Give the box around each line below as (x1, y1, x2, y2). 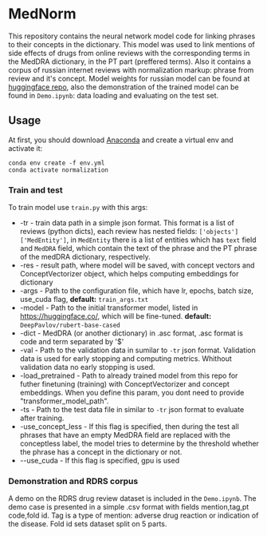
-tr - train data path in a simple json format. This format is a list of (19, 218, 235, 228)
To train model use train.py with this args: (8, 203, 148, 212)
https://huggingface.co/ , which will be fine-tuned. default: (19, 312, 212, 321)
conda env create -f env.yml (8, 159, 105, 167)
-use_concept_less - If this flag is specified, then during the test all (19, 422, 239, 431)
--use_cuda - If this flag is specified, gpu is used (19, 456, 180, 466)
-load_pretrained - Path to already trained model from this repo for (19, 371, 238, 380)
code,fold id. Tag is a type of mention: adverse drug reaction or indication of (8, 510, 259, 520)
